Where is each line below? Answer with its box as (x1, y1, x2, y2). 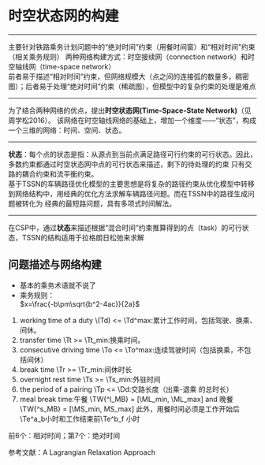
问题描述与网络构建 (8, 258, 102, 272)
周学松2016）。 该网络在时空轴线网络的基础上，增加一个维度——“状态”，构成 (8, 115, 257, 125)
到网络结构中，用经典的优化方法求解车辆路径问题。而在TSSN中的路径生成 (8, 188, 248, 198)
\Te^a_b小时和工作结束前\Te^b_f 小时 (19, 414, 140, 423)
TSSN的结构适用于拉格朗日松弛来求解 (21, 232, 144, 242)
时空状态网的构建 (8, 7, 120, 25)
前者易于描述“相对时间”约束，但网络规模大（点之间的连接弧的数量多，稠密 (8, 72, 250, 81)
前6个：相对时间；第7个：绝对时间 (8, 430, 121, 440)
